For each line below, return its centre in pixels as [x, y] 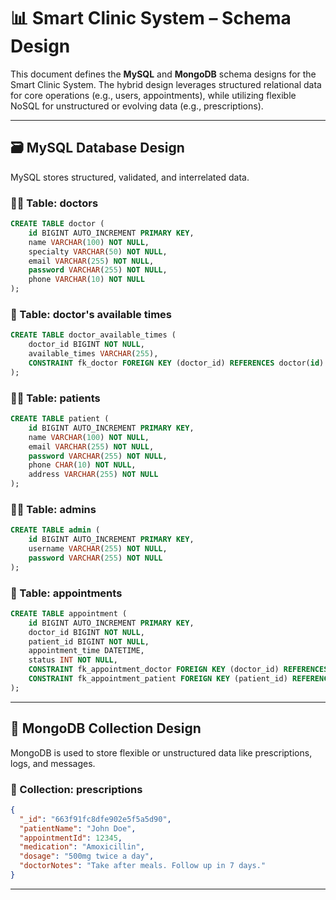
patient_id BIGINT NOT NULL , [89, 641]
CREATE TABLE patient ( [60, 419]
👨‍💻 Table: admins [53, 509]
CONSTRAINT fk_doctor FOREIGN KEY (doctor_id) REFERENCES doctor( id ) [176, 363]
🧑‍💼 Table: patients [55, 398]
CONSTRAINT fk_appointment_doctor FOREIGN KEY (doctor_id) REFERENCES [178, 670]
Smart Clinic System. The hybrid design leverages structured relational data [166, 84]
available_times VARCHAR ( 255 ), [93, 354]
